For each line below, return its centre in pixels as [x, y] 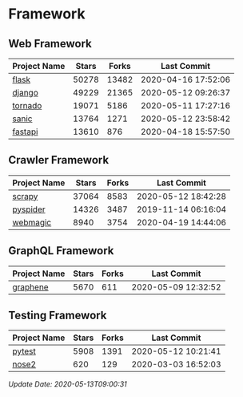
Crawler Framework [59, 160]
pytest [24, 351]
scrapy [25, 196]
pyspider [29, 209]
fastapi [25, 132]
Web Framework [50, 44]
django [25, 93]
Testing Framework [58, 316]
